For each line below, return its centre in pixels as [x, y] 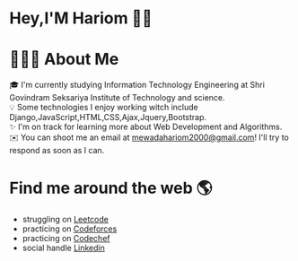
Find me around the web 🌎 [111, 188]
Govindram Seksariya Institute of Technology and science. [118, 98]
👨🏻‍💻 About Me [64, 60]
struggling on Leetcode [66, 220]
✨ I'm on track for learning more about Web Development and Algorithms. [146, 127]
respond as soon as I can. [57, 151]
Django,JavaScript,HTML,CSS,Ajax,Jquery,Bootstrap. [108, 117]
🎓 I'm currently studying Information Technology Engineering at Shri [137, 85]
